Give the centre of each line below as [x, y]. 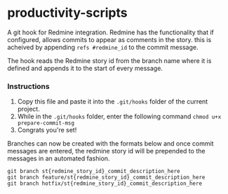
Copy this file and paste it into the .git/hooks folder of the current [113, 102]
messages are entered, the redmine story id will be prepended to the [106, 151]
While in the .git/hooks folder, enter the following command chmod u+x [119, 116]
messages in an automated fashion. [59, 158]
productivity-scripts [67, 13]
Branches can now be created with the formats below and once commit [110, 144]
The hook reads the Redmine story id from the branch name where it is [109, 60]
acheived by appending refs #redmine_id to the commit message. [103, 47]
